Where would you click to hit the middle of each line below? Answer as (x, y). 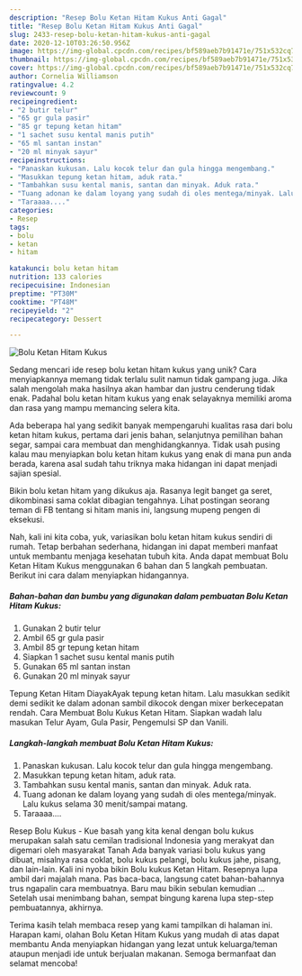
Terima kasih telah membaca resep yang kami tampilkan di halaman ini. (141, 926)
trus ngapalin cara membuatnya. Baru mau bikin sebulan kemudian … (137, 889)
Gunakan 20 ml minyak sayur (76, 676)
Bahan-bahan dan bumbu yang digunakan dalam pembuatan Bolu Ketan (149, 596)
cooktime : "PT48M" (44, 302)
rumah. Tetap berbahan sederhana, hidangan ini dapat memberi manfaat (144, 547)
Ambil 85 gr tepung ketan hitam (80, 648)
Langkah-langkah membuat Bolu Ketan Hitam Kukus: (111, 743)
